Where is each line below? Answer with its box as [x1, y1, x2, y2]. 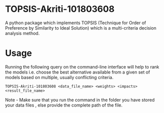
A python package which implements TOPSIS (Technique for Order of [5, 20, 146, 26]
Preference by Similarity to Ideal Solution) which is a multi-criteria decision [5, 25, 157, 31]
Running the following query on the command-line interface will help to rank [5, 64, 160, 70]
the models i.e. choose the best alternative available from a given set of [5, 69, 150, 75]
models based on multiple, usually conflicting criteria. [5, 74, 114, 80]
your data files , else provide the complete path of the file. [5, 102, 123, 108]
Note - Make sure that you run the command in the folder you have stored [5, 97, 155, 103]
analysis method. [5, 30, 40, 36]
